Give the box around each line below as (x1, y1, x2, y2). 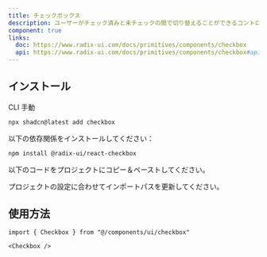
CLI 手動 (8, 102, 36, 112)
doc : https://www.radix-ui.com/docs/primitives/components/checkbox (15, 41, 247, 49)
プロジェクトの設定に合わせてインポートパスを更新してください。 (8, 182, 224, 191)
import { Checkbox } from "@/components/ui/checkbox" (8, 228, 191, 236)
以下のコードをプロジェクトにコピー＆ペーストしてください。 (8, 164, 210, 175)
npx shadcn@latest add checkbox (8, 118, 115, 126)
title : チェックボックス (8, 11, 81, 20)
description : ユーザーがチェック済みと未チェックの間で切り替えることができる (8, 19, 238, 27)
